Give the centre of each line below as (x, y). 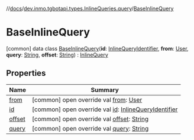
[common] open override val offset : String (90, 119)
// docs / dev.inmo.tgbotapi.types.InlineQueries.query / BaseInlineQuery (90, 9)
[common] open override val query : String (90, 128)
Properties (26, 73)
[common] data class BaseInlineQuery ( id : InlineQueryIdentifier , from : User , (97, 48)
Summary (105, 89)
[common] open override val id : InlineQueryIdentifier (105, 109)
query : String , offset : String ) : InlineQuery (57, 55)
